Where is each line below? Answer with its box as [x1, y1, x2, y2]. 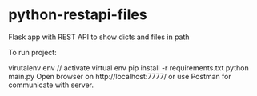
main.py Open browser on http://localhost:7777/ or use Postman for [8, 71, 231, 81]
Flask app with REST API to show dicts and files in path [8, 32, 190, 42]
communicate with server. [8, 80, 94, 90]
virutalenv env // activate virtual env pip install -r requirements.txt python [8, 62, 250, 73]
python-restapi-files [8, 6, 147, 24]
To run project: [8, 47, 58, 57]
